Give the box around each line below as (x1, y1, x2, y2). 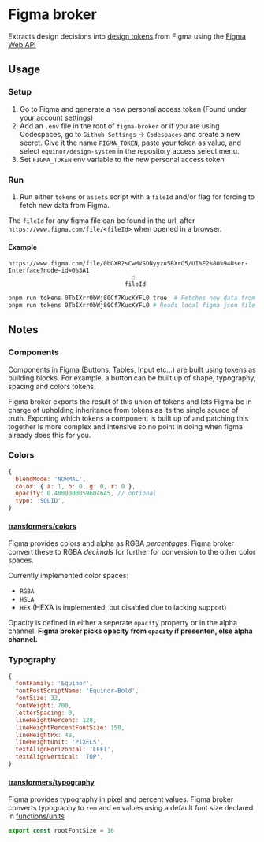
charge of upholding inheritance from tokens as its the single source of (8, 405, 239, 414)
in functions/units (8, 811, 65, 821)
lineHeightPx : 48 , (15, 731, 76, 739)
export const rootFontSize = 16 (8, 827, 114, 835)
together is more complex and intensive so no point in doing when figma (8, 421, 243, 431)
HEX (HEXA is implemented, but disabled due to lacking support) (19, 603, 227, 612)
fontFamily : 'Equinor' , (15, 680, 93, 688)
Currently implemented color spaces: (8, 571, 128, 580)
